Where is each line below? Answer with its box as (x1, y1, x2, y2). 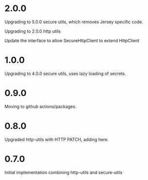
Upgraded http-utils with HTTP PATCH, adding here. (4, 136, 109, 142)
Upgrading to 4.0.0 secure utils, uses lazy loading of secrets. (4, 71, 126, 76)
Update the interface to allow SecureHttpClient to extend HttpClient (4, 37, 139, 44)
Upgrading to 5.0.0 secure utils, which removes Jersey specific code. (4, 19, 144, 25)
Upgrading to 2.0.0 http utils (4, 28, 61, 34)
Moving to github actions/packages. (4, 104, 77, 109)
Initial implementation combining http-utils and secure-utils (4, 169, 122, 175)
